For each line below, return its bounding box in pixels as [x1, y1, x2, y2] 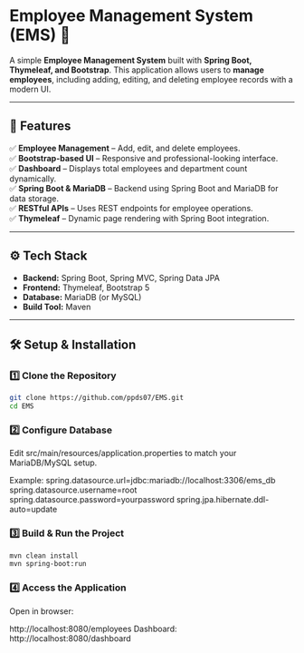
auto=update [9, 504, 58, 515]
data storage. [9, 192, 60, 204]
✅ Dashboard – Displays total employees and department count [9, 162, 248, 173]
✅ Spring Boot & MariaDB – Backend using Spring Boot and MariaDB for [9, 182, 279, 193]
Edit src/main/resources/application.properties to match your [9, 448, 237, 459]
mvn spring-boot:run [9, 560, 88, 569]
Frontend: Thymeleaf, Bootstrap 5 [22, 282, 150, 293]
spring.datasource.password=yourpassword [9, 494, 175, 505]
